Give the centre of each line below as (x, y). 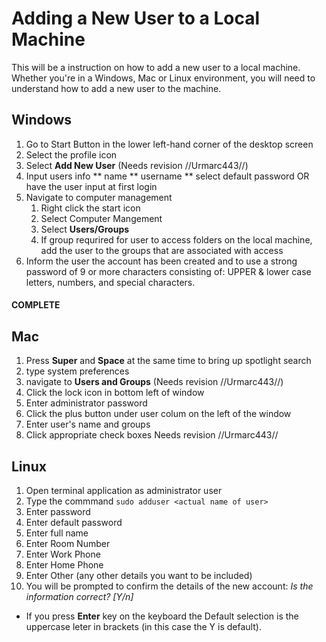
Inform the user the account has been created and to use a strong (161, 261)
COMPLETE (36, 305)
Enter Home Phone (64, 564)
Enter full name (57, 533)
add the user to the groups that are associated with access (162, 250)
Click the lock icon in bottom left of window (115, 393)
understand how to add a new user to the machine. (116, 88)
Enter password (58, 511)
